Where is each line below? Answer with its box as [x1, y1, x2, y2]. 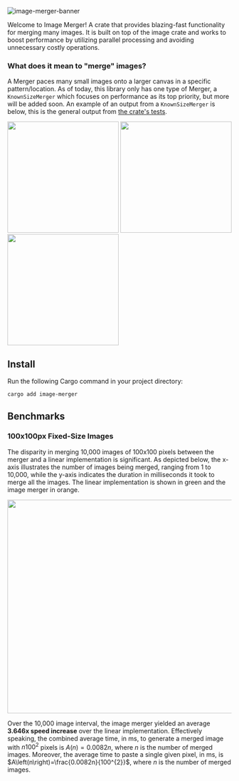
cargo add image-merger [7, 391, 78, 398]
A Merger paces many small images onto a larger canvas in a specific [7, 77, 211, 85]
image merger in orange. [7, 485, 80, 494]
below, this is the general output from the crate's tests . [7, 108, 167, 116]
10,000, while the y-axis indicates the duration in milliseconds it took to [7, 470, 215, 478]
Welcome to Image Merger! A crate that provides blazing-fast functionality [7, 21, 225, 28]
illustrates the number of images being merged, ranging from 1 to [21, 463, 211, 471]
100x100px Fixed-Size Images [7, 431, 114, 441]
